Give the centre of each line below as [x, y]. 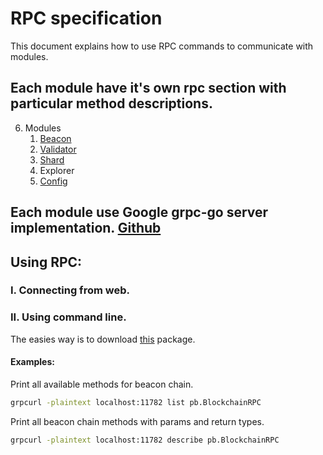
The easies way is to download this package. [103, 339]
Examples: [32, 362]
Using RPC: [46, 262]
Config [53, 181]
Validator [58, 149]
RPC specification [86, 18]
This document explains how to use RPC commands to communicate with [162, 46]
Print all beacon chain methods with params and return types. [137, 421]
